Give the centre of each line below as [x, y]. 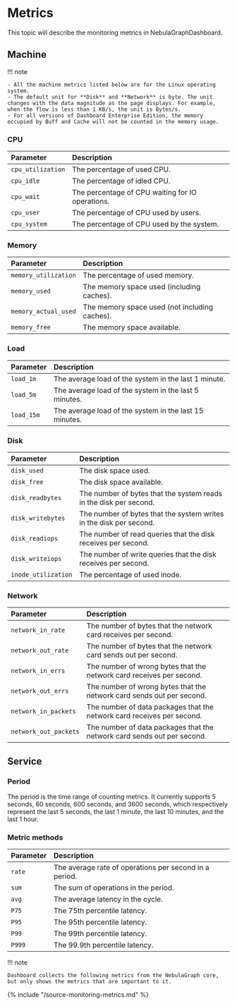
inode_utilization [42, 574]
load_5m [24, 394]
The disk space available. [121, 482]
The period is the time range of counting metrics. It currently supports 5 [112, 796]
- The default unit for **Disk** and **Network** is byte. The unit [110, 97]
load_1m [24, 378]
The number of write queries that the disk [148, 554]
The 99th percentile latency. [100, 934]
